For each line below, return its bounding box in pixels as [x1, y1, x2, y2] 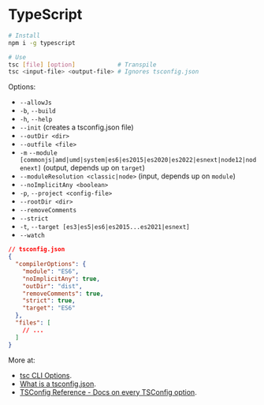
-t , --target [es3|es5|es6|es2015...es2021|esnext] [19, 222, 191, 231]
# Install [8, 32, 41, 39]
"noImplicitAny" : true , [22, 275, 101, 283]
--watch [19, 231, 45, 240]
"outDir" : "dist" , [22, 282, 83, 290]
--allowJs [19, 99, 53, 107]
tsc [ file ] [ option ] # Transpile [8, 61, 157, 69]
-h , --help [19, 114, 53, 124]
